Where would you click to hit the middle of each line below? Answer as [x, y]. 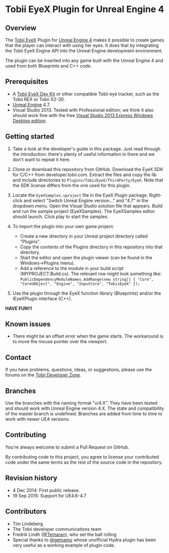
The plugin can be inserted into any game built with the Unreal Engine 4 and [84, 61]
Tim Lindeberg [28, 524]
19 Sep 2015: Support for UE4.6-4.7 [49, 495]
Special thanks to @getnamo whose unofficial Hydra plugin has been [84, 540]
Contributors [26, 511]
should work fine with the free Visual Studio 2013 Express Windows [83, 115]
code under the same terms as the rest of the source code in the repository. [84, 462]
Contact [18, 357]
